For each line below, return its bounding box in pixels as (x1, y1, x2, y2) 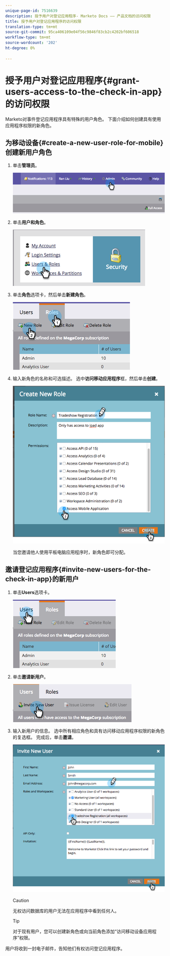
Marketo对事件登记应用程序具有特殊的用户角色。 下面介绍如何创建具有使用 (5, 116, 161, 122)
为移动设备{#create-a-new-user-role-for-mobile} (5, 138, 163, 147)
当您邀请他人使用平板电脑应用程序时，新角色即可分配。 (12, 549, 128, 555)
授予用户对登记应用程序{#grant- (5, 75, 140, 86)
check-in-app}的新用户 (5, 575, 79, 584)
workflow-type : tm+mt (5, 35, 51, 40)
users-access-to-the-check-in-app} (5, 86, 162, 97)
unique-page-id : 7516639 (5, 8, 58, 13)
